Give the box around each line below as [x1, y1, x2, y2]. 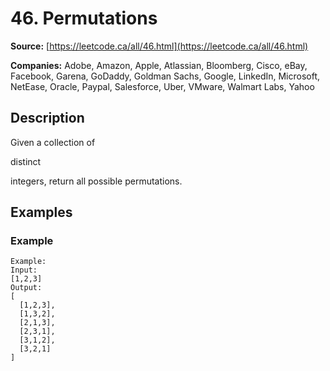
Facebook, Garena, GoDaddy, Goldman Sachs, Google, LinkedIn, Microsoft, [10, 70, 321, 82]
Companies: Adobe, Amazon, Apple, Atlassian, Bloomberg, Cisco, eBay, [10, 59, 308, 71]
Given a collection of [10, 136, 96, 148]
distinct [10, 155, 42, 167]
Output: [10, 283, 43, 293]
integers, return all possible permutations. [10, 175, 183, 187]
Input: [10, 265, 38, 276]
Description [10, 110, 85, 127]
